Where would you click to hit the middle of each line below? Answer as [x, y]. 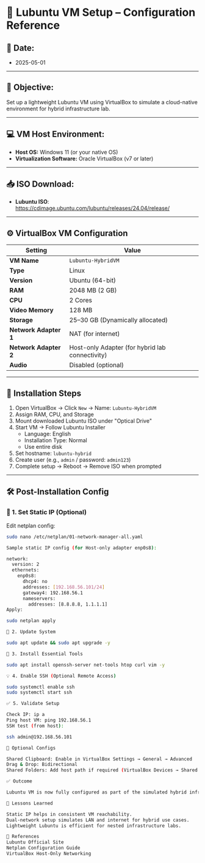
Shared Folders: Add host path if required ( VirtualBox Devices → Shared [102, 770]
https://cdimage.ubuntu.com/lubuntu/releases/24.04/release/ [92, 208]
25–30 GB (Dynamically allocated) [119, 320]
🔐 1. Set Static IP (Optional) [47, 512]
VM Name [24, 260]
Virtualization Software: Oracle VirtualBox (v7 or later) [84, 159]
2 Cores [81, 300]
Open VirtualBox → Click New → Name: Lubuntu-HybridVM [86, 408]
